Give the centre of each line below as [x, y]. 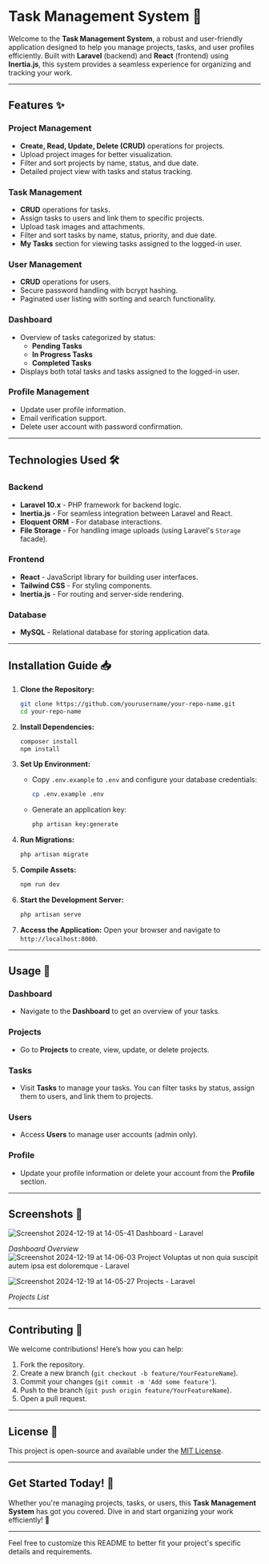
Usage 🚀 [29, 971]
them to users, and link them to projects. [86, 1096]
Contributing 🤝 [46, 1329]
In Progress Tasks [62, 354]
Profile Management [49, 392]
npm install [40, 749]
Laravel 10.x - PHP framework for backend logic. [100, 504]
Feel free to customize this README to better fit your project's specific [125, 1542]
